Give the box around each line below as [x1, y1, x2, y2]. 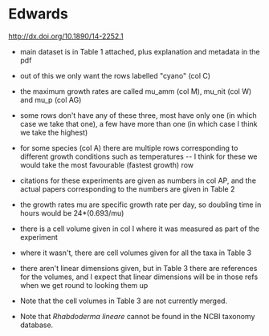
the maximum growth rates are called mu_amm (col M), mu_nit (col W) [19, 86, 252, 96]
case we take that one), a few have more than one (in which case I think [19, 119, 258, 128]
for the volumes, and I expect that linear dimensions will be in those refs [19, 272, 259, 281]
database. [19, 320, 54, 330]
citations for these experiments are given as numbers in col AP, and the [19, 176, 257, 185]
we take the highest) [19, 128, 88, 137]
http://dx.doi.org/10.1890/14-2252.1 [8, 31, 124, 41]
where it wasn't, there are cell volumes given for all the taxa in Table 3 [19, 248, 251, 257]
